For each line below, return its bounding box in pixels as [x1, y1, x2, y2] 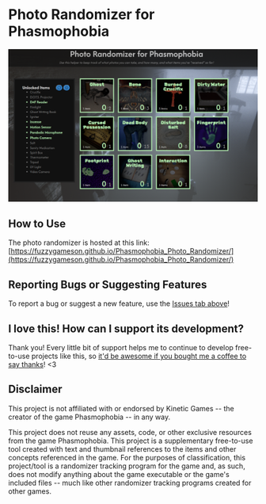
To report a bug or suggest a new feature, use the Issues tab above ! [8, 299, 230, 308]
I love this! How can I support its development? [8, 322, 244, 335]
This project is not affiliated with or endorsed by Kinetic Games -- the [8, 403, 235, 413]
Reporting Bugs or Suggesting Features [8, 277, 207, 291]
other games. [8, 486, 51, 496]
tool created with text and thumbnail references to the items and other [8, 444, 237, 453]
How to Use [8, 216, 66, 231]
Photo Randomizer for [8, 6, 155, 24]
